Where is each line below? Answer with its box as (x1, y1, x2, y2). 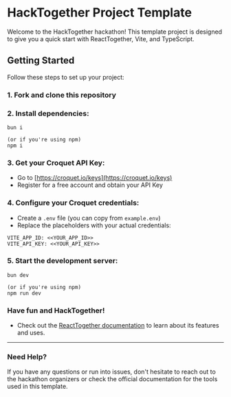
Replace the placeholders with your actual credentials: (16, 221, 171, 229)
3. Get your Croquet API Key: (7, 158, 105, 168)
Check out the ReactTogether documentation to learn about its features (16, 321, 219, 330)
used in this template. (7, 383, 68, 391)
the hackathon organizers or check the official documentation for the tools (7, 375, 218, 383)
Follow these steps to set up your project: (7, 73, 125, 81)
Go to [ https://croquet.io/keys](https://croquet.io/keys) (16, 174, 173, 182)
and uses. (16, 328, 45, 337)
